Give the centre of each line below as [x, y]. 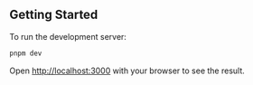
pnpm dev [26, 53]
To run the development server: [68, 36]
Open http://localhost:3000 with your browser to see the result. [127, 71]
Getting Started [54, 15]
